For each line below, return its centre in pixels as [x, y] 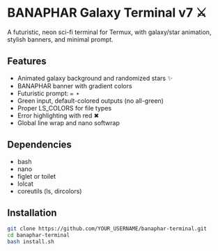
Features [27, 62]
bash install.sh [31, 242]
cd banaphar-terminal [39, 235]
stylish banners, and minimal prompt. [60, 39]
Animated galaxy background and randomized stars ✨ [95, 78]
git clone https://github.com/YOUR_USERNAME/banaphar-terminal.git [107, 229]
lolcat [25, 184]
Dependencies [39, 145]
